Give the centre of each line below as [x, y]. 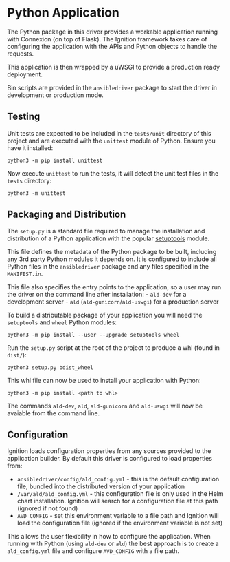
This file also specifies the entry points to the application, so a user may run [114, 287]
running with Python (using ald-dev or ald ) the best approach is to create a [113, 544]
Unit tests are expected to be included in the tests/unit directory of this [109, 133]
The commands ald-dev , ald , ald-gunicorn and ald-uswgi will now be [105, 406]
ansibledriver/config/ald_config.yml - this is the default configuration [118, 479]
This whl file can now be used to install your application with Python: [104, 380]
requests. [21, 54]
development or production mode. [56, 95]
